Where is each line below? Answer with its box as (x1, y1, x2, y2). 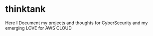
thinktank (5, 3, 46, 15)
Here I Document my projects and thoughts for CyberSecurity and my (5, 20, 148, 26)
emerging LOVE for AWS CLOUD (5, 25, 72, 31)
